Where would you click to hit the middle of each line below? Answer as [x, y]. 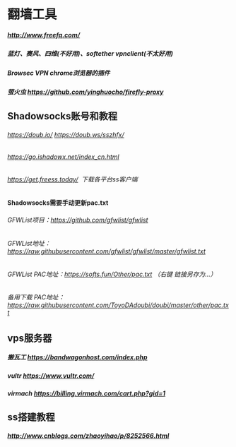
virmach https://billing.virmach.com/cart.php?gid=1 [87, 393]
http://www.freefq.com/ [44, 35]
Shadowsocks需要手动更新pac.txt [58, 203]
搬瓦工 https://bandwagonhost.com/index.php [77, 357]
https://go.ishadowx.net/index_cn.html [63, 157]
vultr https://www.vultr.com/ [51, 376]
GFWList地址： [29, 243]
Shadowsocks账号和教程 [63, 116]
